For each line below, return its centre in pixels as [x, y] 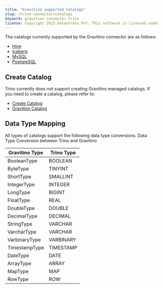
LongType [19, 192]
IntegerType [21, 184]
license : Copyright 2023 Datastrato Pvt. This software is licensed [76, 23]
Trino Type [63, 153]
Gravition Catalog [29, 109]
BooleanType [22, 161]
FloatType [19, 200]
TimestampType [26, 247]
